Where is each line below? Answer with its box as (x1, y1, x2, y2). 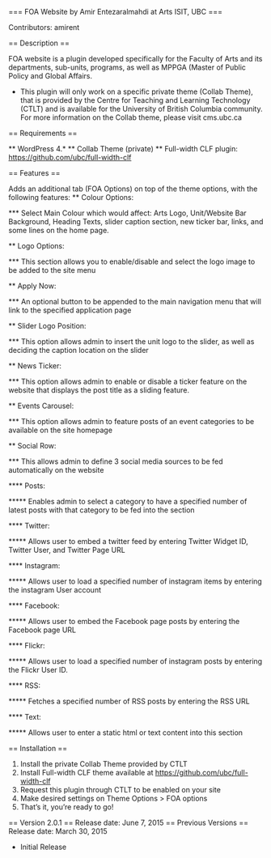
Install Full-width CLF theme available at (19, 768, 154, 777)
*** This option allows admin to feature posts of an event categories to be (8, 417, 255, 426)
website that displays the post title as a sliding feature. (8, 385, 190, 395)
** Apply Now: (8, 281, 57, 291)
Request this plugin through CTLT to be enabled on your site (19, 785, 221, 794)
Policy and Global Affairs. (8, 71, 93, 80)
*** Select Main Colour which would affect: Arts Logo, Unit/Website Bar (8, 208, 247, 218)
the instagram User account (8, 585, 101, 594)
